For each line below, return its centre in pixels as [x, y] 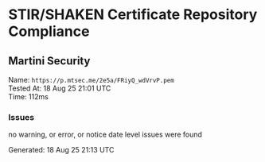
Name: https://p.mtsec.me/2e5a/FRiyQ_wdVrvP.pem [92, 80]
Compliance [49, 31]
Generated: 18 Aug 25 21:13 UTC [61, 150]
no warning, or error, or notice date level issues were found [105, 135]
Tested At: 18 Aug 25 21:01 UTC [60, 88]
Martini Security [49, 61]
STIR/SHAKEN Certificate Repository [133, 15]
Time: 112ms [29, 96]
